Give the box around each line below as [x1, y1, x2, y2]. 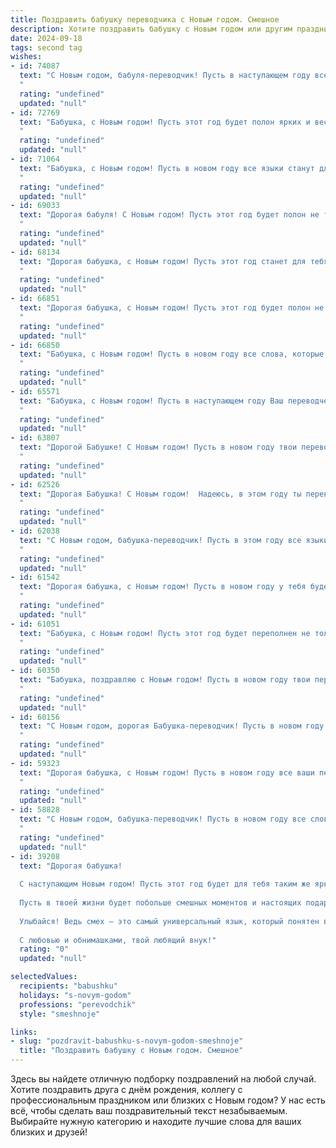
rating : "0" [19, 944, 70, 955]
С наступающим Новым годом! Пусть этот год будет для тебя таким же [19, 879, 311, 890]
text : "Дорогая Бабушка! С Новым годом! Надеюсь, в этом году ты [19, 489, 302, 499]
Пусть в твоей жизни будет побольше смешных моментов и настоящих [19, 898, 302, 908]
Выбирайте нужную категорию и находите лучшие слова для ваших [10, 1116, 302, 1127]
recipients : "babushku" [19, 981, 118, 991]
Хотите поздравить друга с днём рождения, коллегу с [10, 1084, 243, 1095]
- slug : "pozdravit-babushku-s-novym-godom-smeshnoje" [10, 1036, 244, 1046]
